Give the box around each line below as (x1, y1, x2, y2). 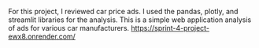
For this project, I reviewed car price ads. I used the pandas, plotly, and (8, 7, 239, 16)
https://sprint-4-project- (131, 24, 210, 32)
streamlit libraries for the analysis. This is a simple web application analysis (8, 15, 252, 24)
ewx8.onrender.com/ (8, 31, 76, 41)
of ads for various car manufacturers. (8, 24, 130, 32)
